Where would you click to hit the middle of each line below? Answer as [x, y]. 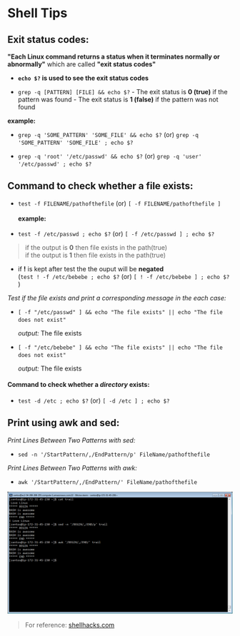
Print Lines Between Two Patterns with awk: [72, 468]
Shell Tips [37, 13]
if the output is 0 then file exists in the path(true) [96, 247]
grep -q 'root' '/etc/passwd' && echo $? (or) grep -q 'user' [110, 156]
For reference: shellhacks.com [70, 625]
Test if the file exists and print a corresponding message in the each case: [117, 298]
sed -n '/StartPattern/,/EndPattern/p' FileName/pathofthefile [114, 455]
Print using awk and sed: [64, 423]
